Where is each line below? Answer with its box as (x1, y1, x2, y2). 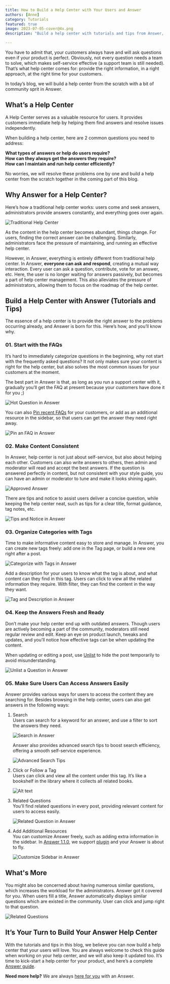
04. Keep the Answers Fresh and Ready (5, 609, 105, 616)
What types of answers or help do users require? (5, 150, 110, 156)
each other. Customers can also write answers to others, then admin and (5, 460, 157, 466)
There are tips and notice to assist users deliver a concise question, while (5, 495, 158, 502)
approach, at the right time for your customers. (5, 71, 103, 77)
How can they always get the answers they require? (5, 155, 116, 161)
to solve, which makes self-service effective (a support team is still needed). (5, 60, 164, 66)
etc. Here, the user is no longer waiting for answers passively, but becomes (5, 271, 163, 277)
